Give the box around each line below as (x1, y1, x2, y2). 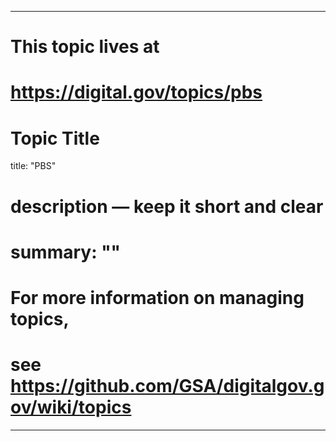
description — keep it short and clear (10, 195, 324, 218)
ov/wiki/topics (10, 396, 132, 419)
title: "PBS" (10, 160, 57, 172)
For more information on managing (10, 286, 305, 309)
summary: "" (10, 241, 122, 263)
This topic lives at (10, 36, 160, 58)
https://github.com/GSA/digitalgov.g (10, 375, 325, 398)
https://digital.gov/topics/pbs (10, 81, 263, 104)
